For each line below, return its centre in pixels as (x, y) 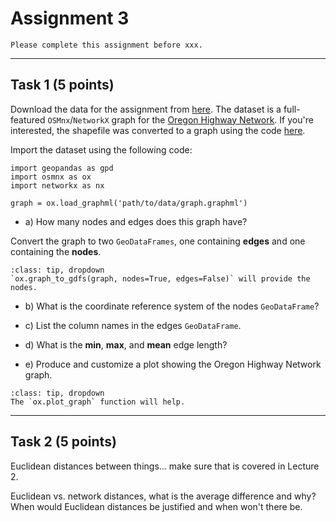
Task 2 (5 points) (63, 442)
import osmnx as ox (51, 177)
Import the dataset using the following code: (101, 149)
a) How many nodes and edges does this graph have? (136, 221)
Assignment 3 (70, 18)
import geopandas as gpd (62, 168)
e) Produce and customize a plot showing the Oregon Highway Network (173, 364)
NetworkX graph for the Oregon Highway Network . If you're (193, 119)
